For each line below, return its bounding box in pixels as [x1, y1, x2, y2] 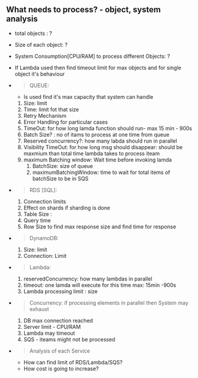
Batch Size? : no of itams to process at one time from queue [23, 131, 170, 138]
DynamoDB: [29, 234, 59, 241]
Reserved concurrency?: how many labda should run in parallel [23, 137, 177, 144]
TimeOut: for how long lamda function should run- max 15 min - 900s [23, 124, 192, 132]
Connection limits [23, 198, 66, 205]
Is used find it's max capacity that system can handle [23, 93, 154, 100]
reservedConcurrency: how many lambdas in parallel [23, 275, 152, 282]
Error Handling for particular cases [23, 118, 108, 125]
